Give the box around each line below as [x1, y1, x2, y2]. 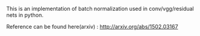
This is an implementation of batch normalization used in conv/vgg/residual [6, 5, 194, 12]
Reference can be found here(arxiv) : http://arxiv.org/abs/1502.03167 [6, 23, 179, 30]
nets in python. [6, 11, 44, 19]
